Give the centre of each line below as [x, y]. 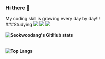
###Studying [19, 25]
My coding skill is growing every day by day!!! [53, 19]
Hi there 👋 [18, 8]
